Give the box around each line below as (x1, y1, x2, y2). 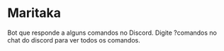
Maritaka (7, 5, 62, 21)
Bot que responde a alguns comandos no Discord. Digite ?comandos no (7, 28, 218, 37)
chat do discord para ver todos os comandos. (7, 35, 140, 44)
